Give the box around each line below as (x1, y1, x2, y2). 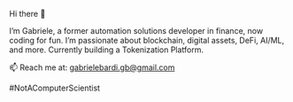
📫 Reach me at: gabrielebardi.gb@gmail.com (9, 62, 175, 73)
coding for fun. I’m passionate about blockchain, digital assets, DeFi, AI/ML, (9, 35, 285, 45)
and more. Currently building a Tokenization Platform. (9, 44, 204, 55)
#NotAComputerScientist (9, 82, 100, 93)
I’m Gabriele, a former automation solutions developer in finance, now (9, 26, 264, 35)
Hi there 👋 (9, 9, 46, 19)
